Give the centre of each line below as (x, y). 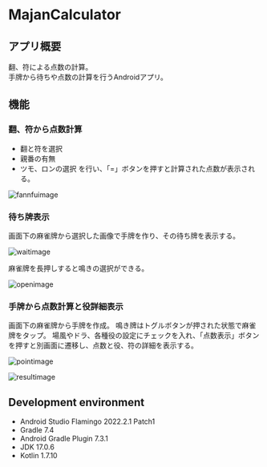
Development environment (77, 402)
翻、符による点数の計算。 (51, 67)
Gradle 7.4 (37, 430)
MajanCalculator (65, 15)
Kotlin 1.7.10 (38, 456)
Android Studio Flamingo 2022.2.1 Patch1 (87, 421)
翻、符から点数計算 (45, 130)
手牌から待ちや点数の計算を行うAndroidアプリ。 (88, 77)
